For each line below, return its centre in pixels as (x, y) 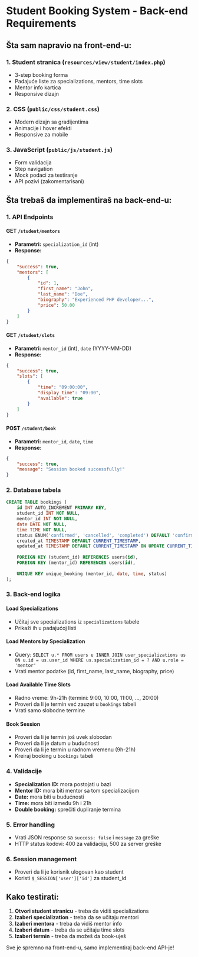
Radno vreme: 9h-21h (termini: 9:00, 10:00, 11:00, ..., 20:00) (87, 698)
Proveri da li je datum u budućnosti (57, 744)
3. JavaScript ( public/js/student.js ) (60, 150)
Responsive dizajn (37, 93)
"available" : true (60, 398)
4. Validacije (24, 771)
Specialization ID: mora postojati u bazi (63, 784)
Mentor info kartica (38, 87)
